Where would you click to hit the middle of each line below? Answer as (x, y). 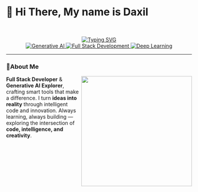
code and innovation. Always (41, 110)
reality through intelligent (37, 105)
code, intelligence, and (35, 129)
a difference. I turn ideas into (42, 98)
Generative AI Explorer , (35, 86)
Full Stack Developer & (34, 79)
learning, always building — (40, 117)
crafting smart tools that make (42, 92)
